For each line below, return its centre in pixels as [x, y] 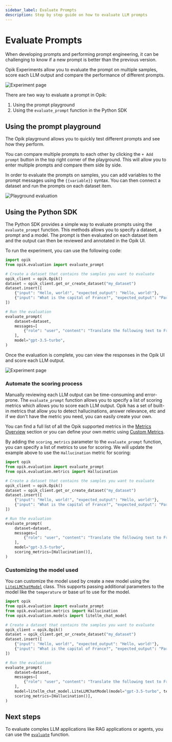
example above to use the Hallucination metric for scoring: [68, 453]
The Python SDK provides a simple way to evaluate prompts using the [79, 224]
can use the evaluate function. [38, 735]
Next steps [23, 717]
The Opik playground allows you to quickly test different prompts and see [83, 139]
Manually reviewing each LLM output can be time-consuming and [74, 395]
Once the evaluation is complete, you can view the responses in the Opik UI [85, 355]
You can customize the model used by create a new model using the [77, 581]
